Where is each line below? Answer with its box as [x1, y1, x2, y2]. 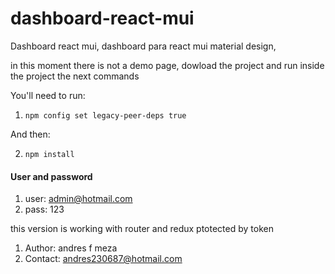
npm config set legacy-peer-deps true [24, 110, 187, 121]
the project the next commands [10, 70, 140, 82]
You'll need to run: [10, 89, 86, 101]
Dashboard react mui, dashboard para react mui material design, [10, 40, 277, 52]
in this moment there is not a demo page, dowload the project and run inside [10, 59, 325, 71]
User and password [10, 170, 93, 182]
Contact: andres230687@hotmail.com [24, 253, 183, 265]
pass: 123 [24, 203, 65, 216]
